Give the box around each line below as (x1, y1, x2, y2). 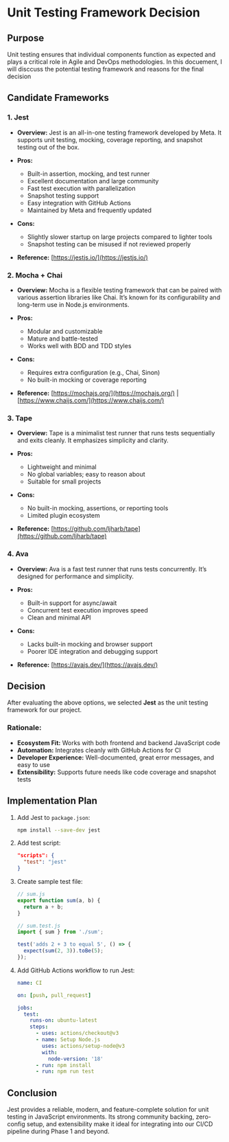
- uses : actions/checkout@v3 (35, 1030, 119, 1037)
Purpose (7, 32, 45, 44)
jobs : (16, 1004, 33, 1011)
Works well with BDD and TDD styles (27, 341, 132, 350)
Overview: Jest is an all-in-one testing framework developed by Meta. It (16, 128, 221, 137)
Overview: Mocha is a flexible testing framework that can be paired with (16, 286, 222, 294)
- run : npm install (35, 1062, 91, 1069)
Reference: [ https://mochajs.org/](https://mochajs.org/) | (16, 389, 179, 397)
